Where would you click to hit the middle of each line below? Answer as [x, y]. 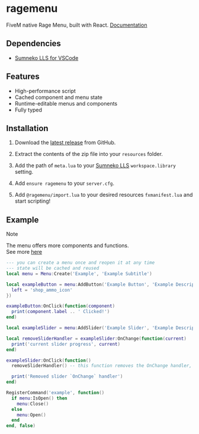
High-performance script [45, 91]
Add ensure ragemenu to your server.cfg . [64, 183]
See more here [24, 252]
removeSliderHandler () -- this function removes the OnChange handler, [102, 366]
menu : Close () [33, 404]
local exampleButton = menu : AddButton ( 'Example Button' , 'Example [90, 284]
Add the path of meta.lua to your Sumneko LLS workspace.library [95, 165]
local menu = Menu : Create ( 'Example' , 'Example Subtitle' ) [79, 274]
